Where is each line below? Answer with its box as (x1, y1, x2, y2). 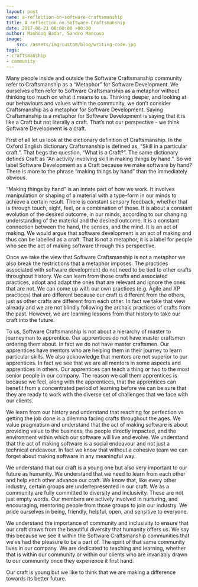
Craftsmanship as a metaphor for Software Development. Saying (6, 106, 164, 113)
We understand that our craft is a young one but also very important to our (6, 464, 187, 471)
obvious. (6, 174, 28, 181)
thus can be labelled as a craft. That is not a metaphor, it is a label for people (6, 236, 193, 243)
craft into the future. (6, 316, 55, 323)
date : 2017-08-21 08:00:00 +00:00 (6, 25, 92, 31)
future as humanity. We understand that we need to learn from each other (6, 470, 186, 477)
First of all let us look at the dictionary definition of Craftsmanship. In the (6, 136, 182, 143)
